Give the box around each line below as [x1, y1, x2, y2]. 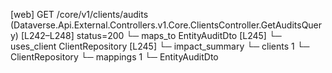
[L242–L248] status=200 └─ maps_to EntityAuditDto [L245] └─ [20, 30, 282, 41]
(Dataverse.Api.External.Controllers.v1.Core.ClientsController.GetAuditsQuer [10, 19, 323, 31]
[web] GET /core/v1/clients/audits [10, 9, 149, 20]
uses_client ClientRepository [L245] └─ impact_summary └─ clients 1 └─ [10, 40, 310, 52]
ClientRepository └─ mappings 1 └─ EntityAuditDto [10, 51, 219, 63]
